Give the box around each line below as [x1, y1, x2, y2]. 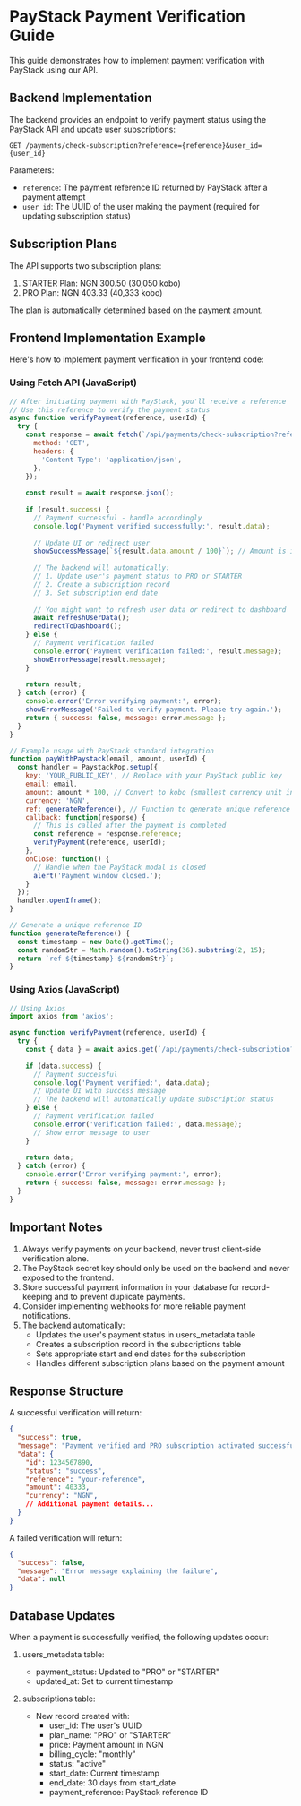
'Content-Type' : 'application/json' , [41, 455, 182, 464]
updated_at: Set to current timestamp [35, 1676, 174, 1687]
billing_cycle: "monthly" [48, 1749, 136, 1759]
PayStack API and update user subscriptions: [9, 124, 176, 134]
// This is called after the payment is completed [32, 821, 227, 830]
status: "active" [48, 1759, 106, 1769]
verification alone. [21, 1252, 90, 1264]
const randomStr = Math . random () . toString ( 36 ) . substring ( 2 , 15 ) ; [17, 945, 267, 955]
